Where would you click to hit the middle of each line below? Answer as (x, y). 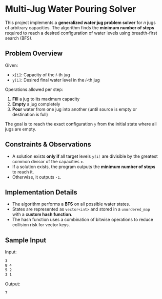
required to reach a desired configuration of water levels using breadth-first (81, 33)
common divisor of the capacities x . (48, 161)
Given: (11, 65)
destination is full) (30, 114)
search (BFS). (19, 38)
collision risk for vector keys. (41, 225)
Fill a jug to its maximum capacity (46, 99)
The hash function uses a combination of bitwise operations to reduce (83, 220)
